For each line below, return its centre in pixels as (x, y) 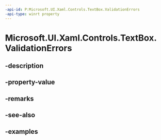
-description (24, 66)
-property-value (30, 82)
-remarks (19, 99)
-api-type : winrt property (32, 14)
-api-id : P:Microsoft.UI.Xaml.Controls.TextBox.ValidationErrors (72, 9)
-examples (22, 132)
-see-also (20, 115)
